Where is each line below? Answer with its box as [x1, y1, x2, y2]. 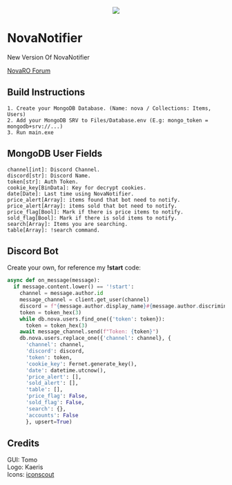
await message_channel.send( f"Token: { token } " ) [19, 328, 159, 335]
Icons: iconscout [7, 470, 55, 479]
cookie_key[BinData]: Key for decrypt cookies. [7, 184, 147, 191]
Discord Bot [7, 245, 59, 257]
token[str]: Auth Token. [7, 178, 79, 185]
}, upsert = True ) [25, 418, 72, 425]
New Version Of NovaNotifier [7, 53, 90, 61]
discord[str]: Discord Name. [7, 172, 91, 179]
